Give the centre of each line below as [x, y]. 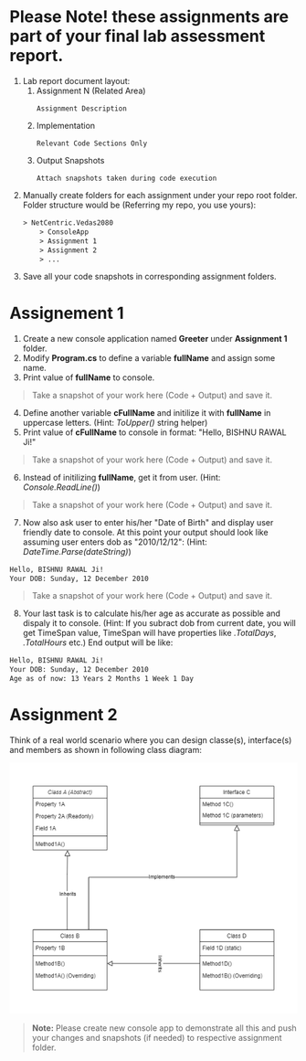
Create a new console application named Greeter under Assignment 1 [155, 338]
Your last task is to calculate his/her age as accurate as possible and [152, 613]
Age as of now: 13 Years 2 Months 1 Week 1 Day [102, 678]
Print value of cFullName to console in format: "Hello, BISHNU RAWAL [154, 432]
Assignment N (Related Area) [91, 90]
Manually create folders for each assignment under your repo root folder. [160, 195]
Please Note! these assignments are [149, 17]
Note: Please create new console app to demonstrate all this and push [164, 1028]
